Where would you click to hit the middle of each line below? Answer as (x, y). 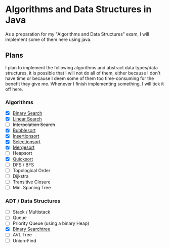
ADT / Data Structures (33, 201)
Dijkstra (20, 176)
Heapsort (22, 153)
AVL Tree (22, 235)
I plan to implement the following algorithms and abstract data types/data (82, 67)
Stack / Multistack (31, 212)
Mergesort (24, 147)
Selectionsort (26, 142)
